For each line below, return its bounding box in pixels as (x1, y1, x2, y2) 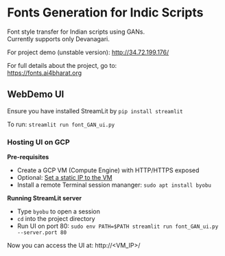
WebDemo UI (7, 89, 64, 100)
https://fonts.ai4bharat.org (7, 69, 82, 77)
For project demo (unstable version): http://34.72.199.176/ (7, 48, 169, 56)
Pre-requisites (7, 153, 49, 161)
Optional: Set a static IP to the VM (16, 174, 113, 182)
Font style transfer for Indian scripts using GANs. (7, 27, 145, 36)
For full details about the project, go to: (7, 61, 117, 69)
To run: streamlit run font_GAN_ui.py (7, 120, 115, 128)
